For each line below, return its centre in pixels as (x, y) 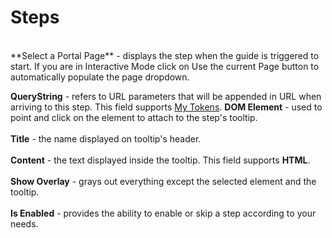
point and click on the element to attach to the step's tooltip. (134, 117)
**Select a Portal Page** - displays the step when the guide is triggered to (165, 55)
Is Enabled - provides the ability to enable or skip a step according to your (163, 213)
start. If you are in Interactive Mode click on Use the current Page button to (165, 66)
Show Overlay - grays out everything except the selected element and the (163, 181)
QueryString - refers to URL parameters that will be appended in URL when (166, 96)
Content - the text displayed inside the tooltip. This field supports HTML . (160, 160)
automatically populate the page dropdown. (100, 77)
